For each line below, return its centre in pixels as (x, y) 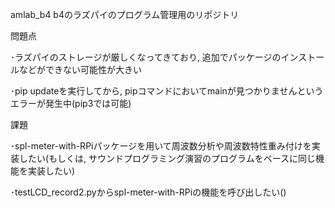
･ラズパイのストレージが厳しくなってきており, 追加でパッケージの (146, 57)
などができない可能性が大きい (80, 69)
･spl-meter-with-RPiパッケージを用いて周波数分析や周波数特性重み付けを (161, 146)
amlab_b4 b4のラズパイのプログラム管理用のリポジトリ (125, 14)
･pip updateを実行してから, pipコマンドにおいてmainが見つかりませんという (167, 91)
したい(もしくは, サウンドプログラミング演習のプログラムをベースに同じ (167, 158)
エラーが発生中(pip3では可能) (71, 103)
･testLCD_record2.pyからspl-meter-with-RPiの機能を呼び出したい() (148, 192)
